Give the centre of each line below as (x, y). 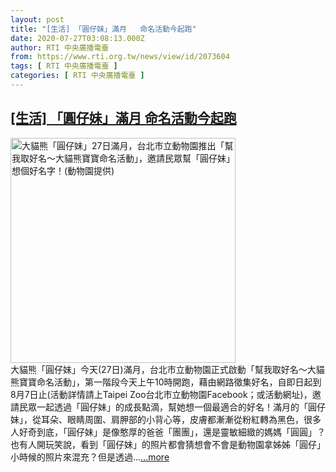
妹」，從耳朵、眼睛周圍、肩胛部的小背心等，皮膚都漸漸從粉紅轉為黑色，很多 (166, 419)
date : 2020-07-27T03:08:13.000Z (77, 38)
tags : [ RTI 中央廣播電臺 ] (64, 66)
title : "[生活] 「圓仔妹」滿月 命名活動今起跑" (103, 29)
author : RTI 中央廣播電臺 (60, 47)
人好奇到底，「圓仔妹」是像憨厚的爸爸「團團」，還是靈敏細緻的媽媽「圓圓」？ (168, 432)
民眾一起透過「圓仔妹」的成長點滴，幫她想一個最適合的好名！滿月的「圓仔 (172, 407)
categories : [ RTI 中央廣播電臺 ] (77, 76)
